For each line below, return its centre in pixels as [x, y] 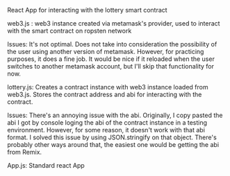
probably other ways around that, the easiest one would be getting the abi [113, 144]
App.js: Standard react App [46, 165]
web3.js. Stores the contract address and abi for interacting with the [105, 94]
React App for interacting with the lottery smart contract [88, 10]
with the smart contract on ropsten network [69, 31]
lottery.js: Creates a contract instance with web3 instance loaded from [108, 87]
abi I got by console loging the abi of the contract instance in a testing [107, 123]
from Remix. [25, 152]
